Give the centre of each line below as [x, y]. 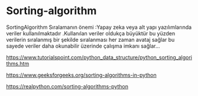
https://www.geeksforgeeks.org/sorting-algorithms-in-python [81, 75]
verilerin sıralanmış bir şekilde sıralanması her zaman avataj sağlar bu [90, 39]
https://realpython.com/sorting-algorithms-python [67, 86]
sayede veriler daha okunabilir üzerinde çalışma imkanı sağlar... [83, 46]
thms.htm [18, 64]
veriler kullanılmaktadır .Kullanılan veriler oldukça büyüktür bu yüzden [91, 33]
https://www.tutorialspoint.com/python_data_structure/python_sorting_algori [99, 57]
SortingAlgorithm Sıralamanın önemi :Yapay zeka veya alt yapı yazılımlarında [99, 27]
